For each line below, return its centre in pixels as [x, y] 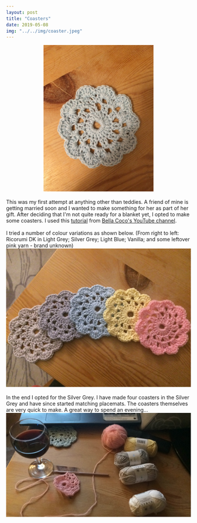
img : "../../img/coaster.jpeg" [44, 31]
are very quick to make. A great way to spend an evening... [77, 410]
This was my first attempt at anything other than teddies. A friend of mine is [97, 202]
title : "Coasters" [28, 18]
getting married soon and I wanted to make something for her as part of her [97, 208]
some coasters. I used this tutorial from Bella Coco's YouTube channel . [91, 221]
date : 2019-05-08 [27, 25]
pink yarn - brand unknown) [40, 245]
